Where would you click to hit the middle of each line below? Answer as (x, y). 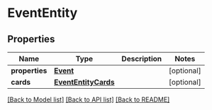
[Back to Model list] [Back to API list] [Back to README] (89, 99)
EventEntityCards (84, 82)
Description (142, 59)
